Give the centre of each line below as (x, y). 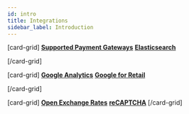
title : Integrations (38, 21)
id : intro (22, 14)
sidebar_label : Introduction (50, 27)
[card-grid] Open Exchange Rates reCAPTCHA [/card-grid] (95, 103)
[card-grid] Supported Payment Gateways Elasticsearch (92, 48)
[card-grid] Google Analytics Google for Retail (76, 75)
